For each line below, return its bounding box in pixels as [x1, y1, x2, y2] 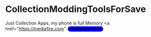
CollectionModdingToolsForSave [5, 3, 146, 15]
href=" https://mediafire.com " [5, 25, 66, 31]
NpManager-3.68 [69, 26, 102, 31]
